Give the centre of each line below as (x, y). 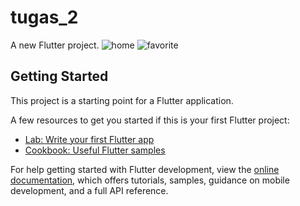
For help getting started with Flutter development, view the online (145, 169)
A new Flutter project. (55, 45)
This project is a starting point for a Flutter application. (122, 100)
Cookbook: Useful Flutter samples (95, 150)
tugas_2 (44, 17)
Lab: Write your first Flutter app (89, 139)
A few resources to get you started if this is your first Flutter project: (150, 120)
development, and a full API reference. (89, 190)
